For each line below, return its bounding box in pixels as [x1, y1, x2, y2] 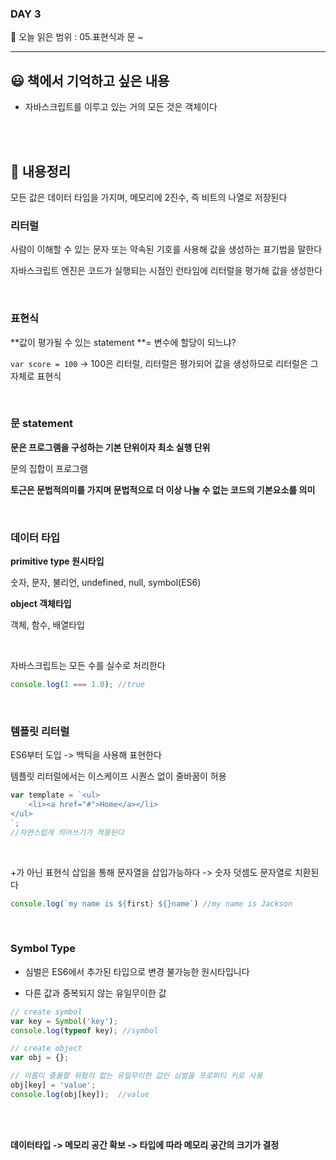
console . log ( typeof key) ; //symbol [10, 1025, 159, 1036]
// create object [10, 1043, 83, 1054]
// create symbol [10, 1007, 83, 1017]
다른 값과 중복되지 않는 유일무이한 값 [24, 987, 167, 999]
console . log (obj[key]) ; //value [10, 1089, 150, 1099]
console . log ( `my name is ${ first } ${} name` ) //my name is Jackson [10, 898, 293, 909]
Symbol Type [10, 942, 76, 956]
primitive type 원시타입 [10, 555, 105, 567]
